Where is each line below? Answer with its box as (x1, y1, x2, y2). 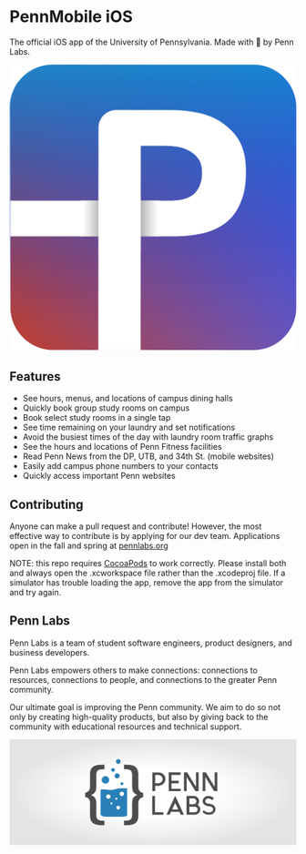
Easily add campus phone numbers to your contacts (22, 461, 219, 472)
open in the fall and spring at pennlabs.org (9, 540, 168, 552)
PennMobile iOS (9, 6, 134, 27)
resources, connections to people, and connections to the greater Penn (9, 674, 278, 685)
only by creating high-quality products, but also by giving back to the (9, 711, 269, 722)
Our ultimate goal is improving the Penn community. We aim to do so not (9, 701, 280, 712)
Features (9, 369, 61, 384)
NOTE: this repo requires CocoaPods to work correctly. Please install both (9, 558, 287, 569)
